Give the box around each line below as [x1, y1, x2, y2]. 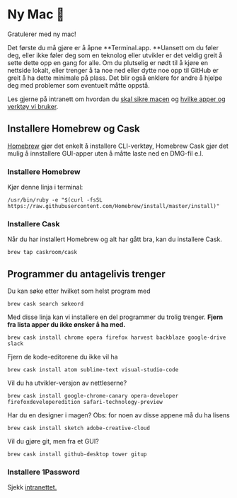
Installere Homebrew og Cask [7, 123, 140, 135]
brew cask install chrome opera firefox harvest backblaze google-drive [7, 334, 226, 342]
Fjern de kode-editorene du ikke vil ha [7, 353, 118, 361]
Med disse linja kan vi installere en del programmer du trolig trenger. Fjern [7, 313, 224, 321]
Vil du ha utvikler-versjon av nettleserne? [7, 378, 127, 388]
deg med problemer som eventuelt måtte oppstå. [7, 81, 150, 89]
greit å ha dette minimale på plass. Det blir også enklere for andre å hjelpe [7, 74, 223, 82]
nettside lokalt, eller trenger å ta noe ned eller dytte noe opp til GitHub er [7, 66, 219, 74]
